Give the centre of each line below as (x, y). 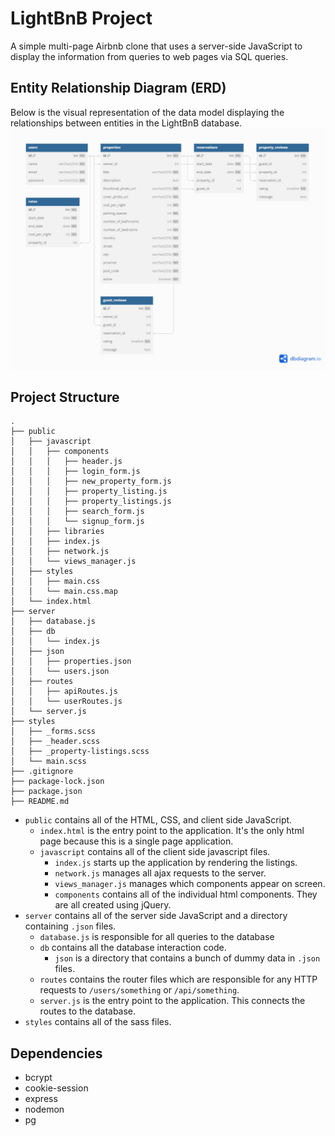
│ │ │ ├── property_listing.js (89, 492)
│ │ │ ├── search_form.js (77, 512)
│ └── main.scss (48, 762)
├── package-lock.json (57, 782)
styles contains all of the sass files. (98, 1022)
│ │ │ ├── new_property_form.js (91, 482)
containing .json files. (70, 926)
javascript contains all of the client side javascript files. (155, 852)
